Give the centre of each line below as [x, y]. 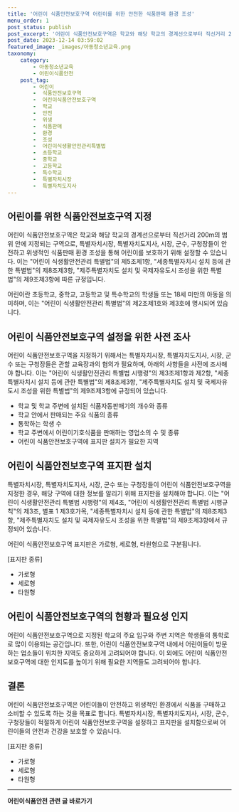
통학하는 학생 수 [39, 423]
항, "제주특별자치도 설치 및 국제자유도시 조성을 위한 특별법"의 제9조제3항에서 [114, 520]
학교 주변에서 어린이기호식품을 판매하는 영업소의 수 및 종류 [99, 432]
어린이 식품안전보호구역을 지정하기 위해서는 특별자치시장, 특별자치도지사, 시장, [116, 355]
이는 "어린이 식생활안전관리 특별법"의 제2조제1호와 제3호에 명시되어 [122, 304]
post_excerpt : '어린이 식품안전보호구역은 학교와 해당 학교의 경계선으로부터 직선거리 [116, 34]
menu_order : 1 [28, 21]
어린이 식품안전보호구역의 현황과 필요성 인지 [98, 617]
